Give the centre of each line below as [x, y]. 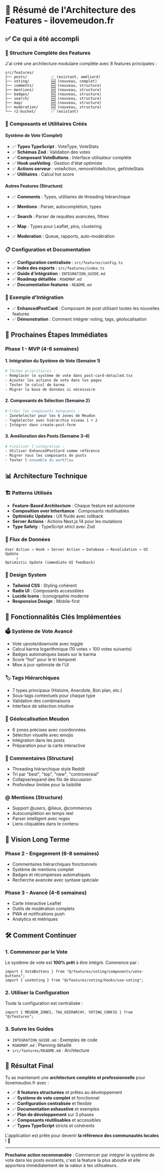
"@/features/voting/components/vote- [105, 971]
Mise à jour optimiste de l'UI [41, 665]
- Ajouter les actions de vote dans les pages [54, 380]
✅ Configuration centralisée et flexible [52, 1103]
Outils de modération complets [43, 909]
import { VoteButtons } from [35, 971]
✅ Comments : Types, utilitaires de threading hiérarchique [71, 197]
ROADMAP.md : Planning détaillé [42, 1045]
